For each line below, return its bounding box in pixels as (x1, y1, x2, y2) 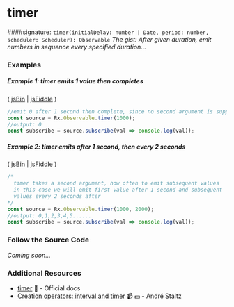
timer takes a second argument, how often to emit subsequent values (13, 180, 219, 187)
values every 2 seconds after (13, 192, 101, 199)
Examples (7, 60, 42, 69)
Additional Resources (7, 268, 81, 278)
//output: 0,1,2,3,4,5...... (7, 212, 92, 219)
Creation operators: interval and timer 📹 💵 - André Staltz (17, 292, 182, 300)
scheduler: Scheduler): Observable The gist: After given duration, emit (7, 35, 212, 43)
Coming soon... (7, 251, 51, 259)
